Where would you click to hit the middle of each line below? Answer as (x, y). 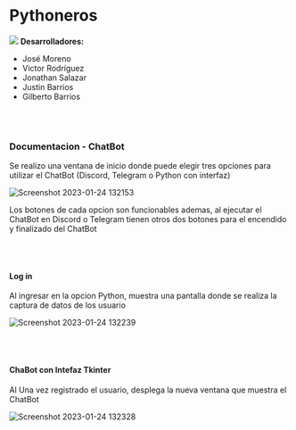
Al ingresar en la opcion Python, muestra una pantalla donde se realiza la (144, 296)
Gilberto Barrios (51, 96)
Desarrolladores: (52, 41)
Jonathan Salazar (54, 78)
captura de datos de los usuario (68, 305)
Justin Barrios (48, 87)
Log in (21, 276)
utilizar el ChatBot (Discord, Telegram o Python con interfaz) (120, 176)
